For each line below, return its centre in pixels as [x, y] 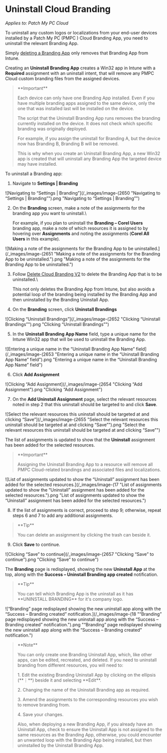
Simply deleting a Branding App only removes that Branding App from [77, 53]
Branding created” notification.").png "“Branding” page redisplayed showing [83, 624]
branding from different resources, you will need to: [70, 665]
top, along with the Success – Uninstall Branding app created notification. [82, 574]
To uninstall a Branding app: [34, 174]
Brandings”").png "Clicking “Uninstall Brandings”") [57, 324]
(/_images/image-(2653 [29, 354]
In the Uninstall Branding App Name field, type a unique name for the [84, 334]
